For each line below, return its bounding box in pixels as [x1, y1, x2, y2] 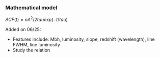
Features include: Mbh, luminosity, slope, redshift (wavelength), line [12, 36, 155, 42]
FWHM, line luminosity [12, 41, 60, 47]
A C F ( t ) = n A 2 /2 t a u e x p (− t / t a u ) [5, 16, 68, 22]
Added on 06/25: [5, 26, 41, 32]
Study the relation [12, 47, 50, 53]
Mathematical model [5, 4, 58, 11]
